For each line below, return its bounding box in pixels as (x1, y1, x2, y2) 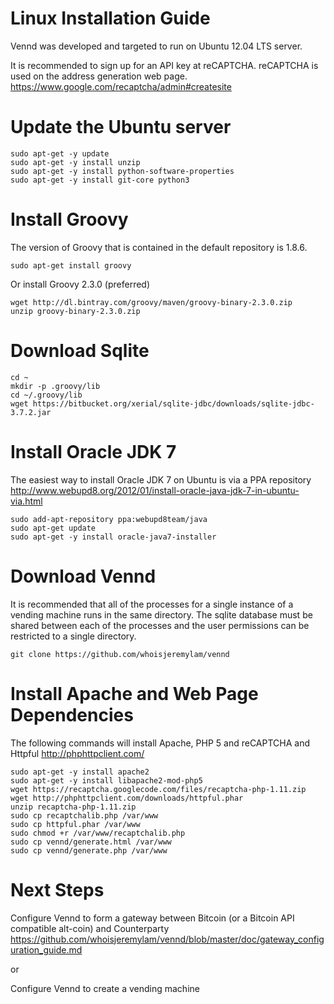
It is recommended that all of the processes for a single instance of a (10, 598, 294, 610)
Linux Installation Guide (10, 7, 211, 30)
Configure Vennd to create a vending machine (10, 982, 200, 994)
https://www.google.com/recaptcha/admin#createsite (10, 80, 232, 92)
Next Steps (10, 878, 105, 901)
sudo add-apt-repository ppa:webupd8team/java (10, 514, 208, 524)
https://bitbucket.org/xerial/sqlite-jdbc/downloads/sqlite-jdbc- (32, 398, 315, 409)
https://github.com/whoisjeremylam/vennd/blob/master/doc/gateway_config (10, 933, 325, 945)
